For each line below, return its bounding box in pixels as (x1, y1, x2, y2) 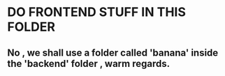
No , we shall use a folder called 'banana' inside (7, 47, 219, 59)
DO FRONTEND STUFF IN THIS (7, 4, 187, 20)
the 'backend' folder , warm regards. (7, 57, 170, 70)
